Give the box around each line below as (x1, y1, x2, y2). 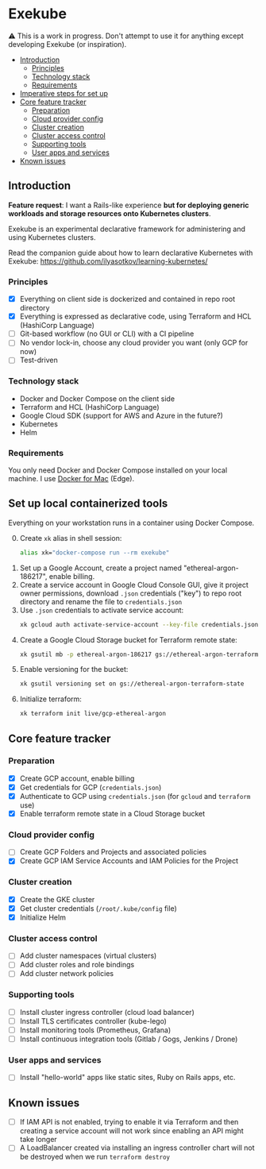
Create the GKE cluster (19, 894, 95, 904)
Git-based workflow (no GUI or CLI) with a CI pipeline (19, 329, 195, 338)
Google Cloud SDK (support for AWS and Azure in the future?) (19, 411, 224, 420)
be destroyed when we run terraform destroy (19, 1152, 171, 1162)
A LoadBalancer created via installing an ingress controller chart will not (19, 1143, 256, 1152)
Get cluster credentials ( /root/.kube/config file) (19, 903, 177, 913)
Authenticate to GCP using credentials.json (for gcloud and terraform (19, 791, 251, 801)
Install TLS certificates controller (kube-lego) (19, 1016, 167, 1025)
